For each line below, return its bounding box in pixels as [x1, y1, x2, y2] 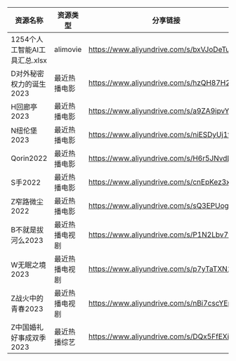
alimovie [53, 45, 82, 54]
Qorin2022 [11, 154, 48, 163]
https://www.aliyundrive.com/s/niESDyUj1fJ [88, 130, 235, 139]
